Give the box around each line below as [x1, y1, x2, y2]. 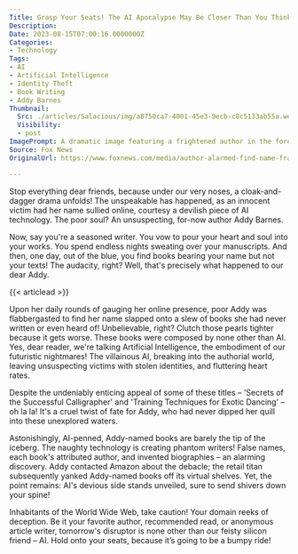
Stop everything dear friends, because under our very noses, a [9, 186, 239, 197]
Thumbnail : [9, 104, 50, 113]
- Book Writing [9, 87, 66, 96]
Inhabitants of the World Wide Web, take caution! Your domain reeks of [9, 506, 269, 517]
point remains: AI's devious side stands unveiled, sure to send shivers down [9, 479, 286, 490]
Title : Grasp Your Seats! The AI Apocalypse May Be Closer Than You [9, 12, 268, 22]
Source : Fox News [9, 145, 74, 154]
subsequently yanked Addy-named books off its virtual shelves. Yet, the [9, 470, 272, 481]
